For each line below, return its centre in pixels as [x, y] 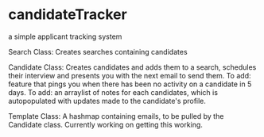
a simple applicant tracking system [65, 36]
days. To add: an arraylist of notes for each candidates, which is [113, 92]
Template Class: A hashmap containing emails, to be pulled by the [116, 116]
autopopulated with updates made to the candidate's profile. [107, 101]
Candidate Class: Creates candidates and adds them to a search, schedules [132, 67]
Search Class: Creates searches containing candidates [98, 51]
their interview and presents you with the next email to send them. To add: [130, 75]
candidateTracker [68, 15]
